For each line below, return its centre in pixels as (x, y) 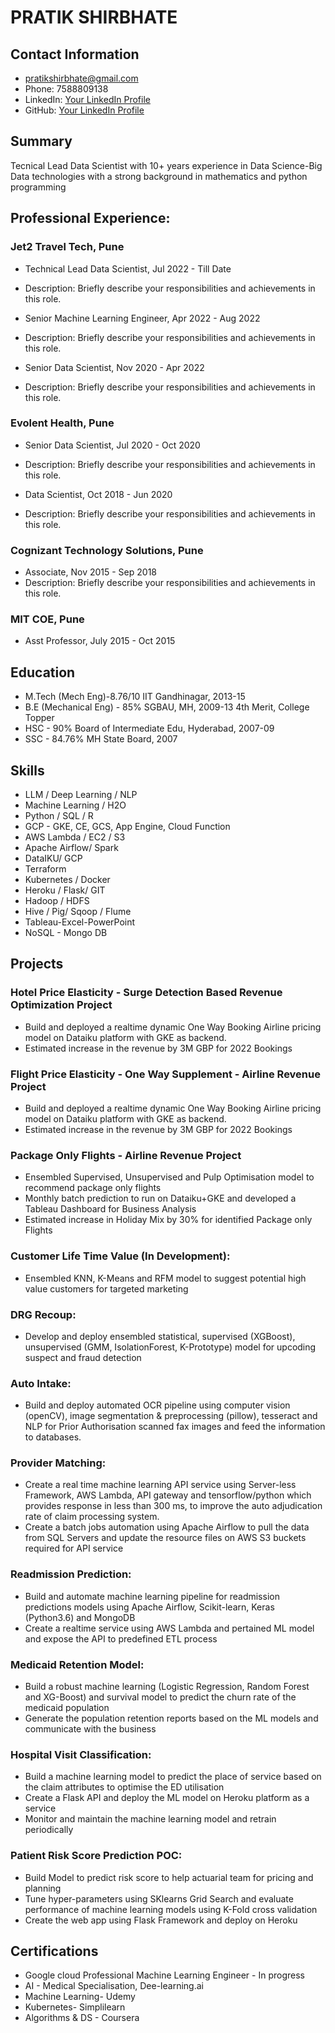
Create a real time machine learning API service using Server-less (160, 1485)
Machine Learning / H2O (75, 805)
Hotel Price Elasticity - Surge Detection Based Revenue (146, 993)
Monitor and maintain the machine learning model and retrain (150, 1819)
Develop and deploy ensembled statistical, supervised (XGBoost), (160, 1336)
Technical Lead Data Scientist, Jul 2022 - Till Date (128, 268)
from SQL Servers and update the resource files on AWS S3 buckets (165, 1538)
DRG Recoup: (43, 1314)
